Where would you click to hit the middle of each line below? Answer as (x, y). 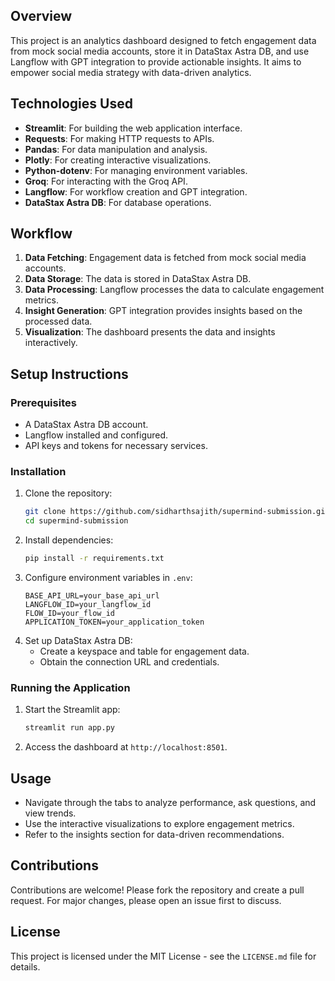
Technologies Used (71, 104)
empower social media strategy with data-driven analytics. (131, 72)
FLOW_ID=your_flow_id (69, 614)
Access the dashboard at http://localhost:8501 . (126, 747)
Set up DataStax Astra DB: (78, 641)
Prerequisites (43, 402)
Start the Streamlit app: (72, 710)
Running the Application (70, 687)
